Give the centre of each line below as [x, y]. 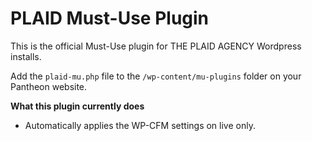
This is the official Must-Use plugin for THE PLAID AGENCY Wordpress [156, 46]
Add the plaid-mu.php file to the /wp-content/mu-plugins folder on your [156, 76]
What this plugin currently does [77, 106]
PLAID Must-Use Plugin [110, 18]
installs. [26, 56]
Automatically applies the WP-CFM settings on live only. [140, 125]
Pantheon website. [49, 86]
